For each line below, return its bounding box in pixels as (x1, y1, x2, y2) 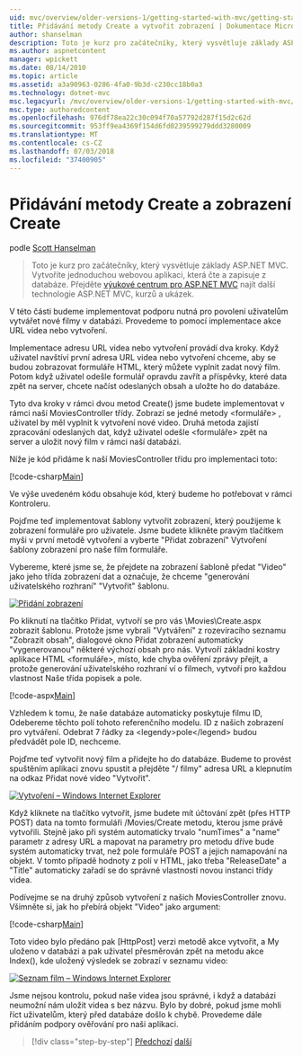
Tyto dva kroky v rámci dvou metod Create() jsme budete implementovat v (9, 398, 285, 409)
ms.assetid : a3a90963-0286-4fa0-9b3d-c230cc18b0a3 (9, 80, 203, 89)
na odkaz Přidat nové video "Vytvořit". (9, 773, 151, 784)
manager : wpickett (9, 55, 78, 64)
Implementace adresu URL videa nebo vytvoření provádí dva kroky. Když (9, 342, 280, 353)
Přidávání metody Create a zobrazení (9, 194, 292, 214)
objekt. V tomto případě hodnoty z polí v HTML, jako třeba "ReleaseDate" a (9, 856, 288, 866)
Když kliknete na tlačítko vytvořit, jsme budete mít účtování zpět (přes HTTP (9, 808, 291, 819)
